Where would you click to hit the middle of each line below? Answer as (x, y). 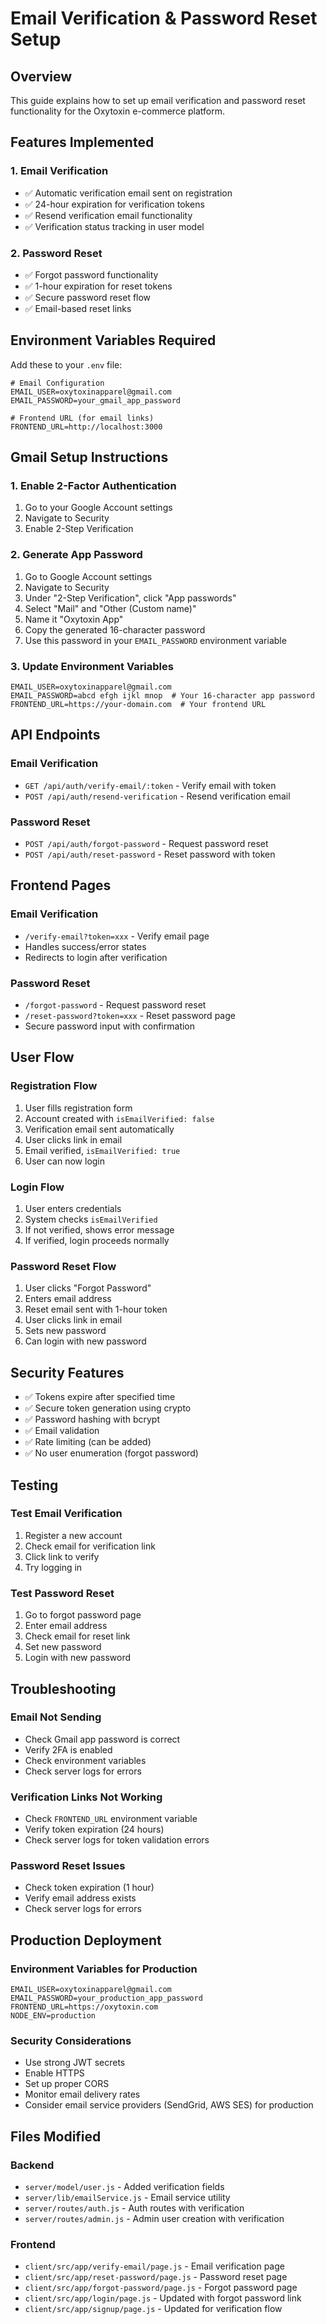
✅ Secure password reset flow (88, 297)
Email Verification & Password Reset (164, 18)
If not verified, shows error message (99, 1230)
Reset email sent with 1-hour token (96, 1309)
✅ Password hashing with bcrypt (92, 1419)
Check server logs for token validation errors (117, 1840)
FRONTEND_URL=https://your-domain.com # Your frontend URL (138, 705)
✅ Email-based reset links (78, 308)
